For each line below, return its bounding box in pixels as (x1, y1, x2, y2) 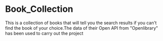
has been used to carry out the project (5, 30, 83, 36)
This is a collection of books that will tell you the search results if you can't (5, 20, 157, 26)
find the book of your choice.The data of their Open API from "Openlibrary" (5, 25, 158, 31)
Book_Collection (5, 3, 73, 15)
